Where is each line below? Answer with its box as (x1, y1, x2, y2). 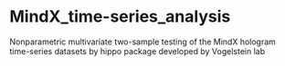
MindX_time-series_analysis (9, 6, 231, 27)
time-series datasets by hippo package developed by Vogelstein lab (9, 45, 266, 56)
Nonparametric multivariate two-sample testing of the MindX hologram (9, 36, 277, 47)
